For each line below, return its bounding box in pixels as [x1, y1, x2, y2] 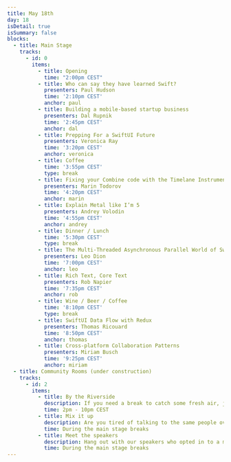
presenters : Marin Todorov [43, 183, 122, 190]
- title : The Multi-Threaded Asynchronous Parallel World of [37, 247, 217, 254]
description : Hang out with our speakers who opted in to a [43, 438, 220, 445]
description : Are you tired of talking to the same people [43, 419, 217, 426]
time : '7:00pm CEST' [43, 259, 103, 266]
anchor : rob [43, 291, 78, 298]
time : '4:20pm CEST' [43, 189, 103, 196]
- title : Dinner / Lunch [37, 228, 109, 234]
